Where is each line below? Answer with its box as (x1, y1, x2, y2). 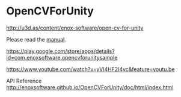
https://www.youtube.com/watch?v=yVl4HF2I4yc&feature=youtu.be (6, 65, 175, 73)
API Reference (6, 77, 42, 84)
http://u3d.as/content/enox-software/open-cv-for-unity (6, 24, 144, 31)
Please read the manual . (6, 36, 66, 43)
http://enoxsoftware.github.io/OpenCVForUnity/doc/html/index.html (6, 83, 174, 91)
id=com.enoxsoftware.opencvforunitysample (6, 54, 118, 61)
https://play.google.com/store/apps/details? (6, 47, 115, 55)
